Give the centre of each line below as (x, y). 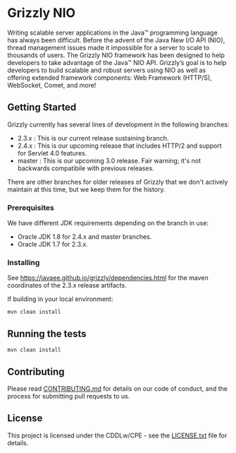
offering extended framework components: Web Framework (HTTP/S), (110, 77)
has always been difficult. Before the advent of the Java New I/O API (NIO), (116, 40)
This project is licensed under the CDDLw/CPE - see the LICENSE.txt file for (117, 435)
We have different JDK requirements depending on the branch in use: (108, 223)
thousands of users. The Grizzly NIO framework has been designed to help (116, 55)
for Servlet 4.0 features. (52, 153)
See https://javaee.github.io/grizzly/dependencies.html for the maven (108, 278)
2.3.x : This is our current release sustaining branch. (93, 138)
